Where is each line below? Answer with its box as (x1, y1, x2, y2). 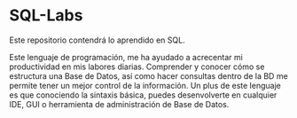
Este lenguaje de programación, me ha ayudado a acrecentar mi (9, 51, 244, 62)
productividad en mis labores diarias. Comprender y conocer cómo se (9, 61, 265, 72)
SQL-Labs (9, 5, 83, 26)
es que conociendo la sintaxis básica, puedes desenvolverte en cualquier (9, 90, 277, 100)
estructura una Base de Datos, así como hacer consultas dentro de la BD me (9, 70, 288, 81)
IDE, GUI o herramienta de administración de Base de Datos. (9, 98, 230, 109)
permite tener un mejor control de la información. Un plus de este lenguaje (9, 80, 281, 90)
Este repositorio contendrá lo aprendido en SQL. (9, 35, 185, 45)
